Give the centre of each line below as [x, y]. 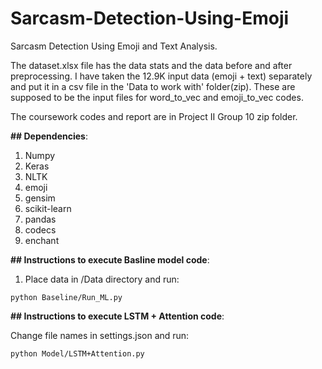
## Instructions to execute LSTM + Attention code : [117, 316]
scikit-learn [48, 208]
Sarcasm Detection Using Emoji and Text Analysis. [114, 46]
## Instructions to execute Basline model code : [110, 259]
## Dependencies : [49, 136]
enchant [42, 240]
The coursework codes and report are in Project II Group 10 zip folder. [154, 116]
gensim [40, 198]
